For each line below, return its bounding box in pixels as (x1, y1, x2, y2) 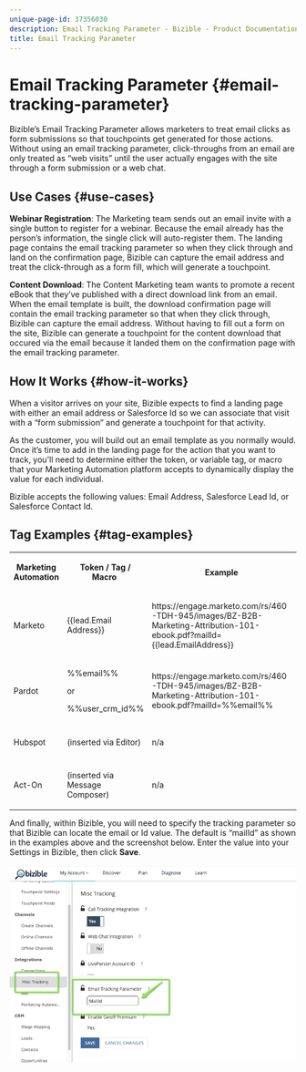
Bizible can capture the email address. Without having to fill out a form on (9, 318, 285, 329)
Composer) (66, 789, 110, 800)
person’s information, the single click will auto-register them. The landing (9, 232, 283, 243)
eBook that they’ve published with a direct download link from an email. (9, 289, 278, 300)
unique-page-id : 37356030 (9, 15, 107, 24)
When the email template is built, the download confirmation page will (9, 299, 271, 310)
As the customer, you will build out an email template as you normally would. (9, 434, 296, 446)
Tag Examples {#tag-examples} (9, 527, 194, 542)
